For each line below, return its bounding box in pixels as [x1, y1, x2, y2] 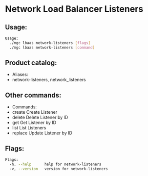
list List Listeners [12, 125, 46, 131]
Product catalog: [5, 59, 57, 67]
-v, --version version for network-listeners [9, 166, 108, 171]
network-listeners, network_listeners [12, 77, 86, 83]
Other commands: [5, 91, 62, 99]
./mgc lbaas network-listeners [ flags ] [9, 40, 91, 45]
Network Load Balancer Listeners [5, 3, 144, 15]
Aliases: [12, 72, 28, 77]
